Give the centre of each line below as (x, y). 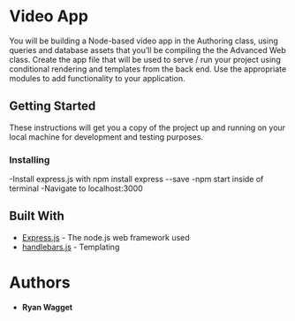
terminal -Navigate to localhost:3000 (76, 188)
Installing (30, 159)
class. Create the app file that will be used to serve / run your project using (145, 59)
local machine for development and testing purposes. (106, 137)
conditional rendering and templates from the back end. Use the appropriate (148, 69)
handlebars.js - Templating (71, 247)
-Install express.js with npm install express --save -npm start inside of (136, 180)
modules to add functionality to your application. (97, 78)
